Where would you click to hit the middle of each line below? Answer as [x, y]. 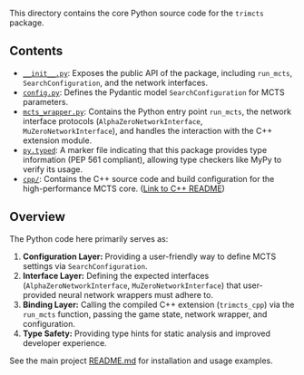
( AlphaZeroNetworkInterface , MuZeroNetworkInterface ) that [132, 285]
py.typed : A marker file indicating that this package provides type [145, 149]
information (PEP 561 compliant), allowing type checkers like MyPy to [152, 159]
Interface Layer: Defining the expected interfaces [116, 275]
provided [39, 294]
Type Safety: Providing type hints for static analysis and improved [146, 333]
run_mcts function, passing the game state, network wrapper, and [145, 314]
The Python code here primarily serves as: [89, 238]
